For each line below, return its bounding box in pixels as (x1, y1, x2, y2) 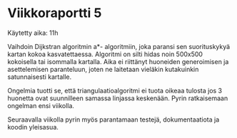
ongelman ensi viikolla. (7, 101, 75, 110)
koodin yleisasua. (7, 122, 59, 131)
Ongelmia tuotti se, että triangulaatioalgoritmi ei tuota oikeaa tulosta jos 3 (7, 86, 223, 95)
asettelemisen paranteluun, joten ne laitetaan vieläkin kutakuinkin (7, 65, 199, 73)
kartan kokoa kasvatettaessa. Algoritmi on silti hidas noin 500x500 (7, 50, 203, 58)
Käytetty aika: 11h (7, 28, 59, 37)
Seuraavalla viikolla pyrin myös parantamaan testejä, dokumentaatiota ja (7, 115, 220, 124)
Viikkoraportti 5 (7, 5, 102, 21)
